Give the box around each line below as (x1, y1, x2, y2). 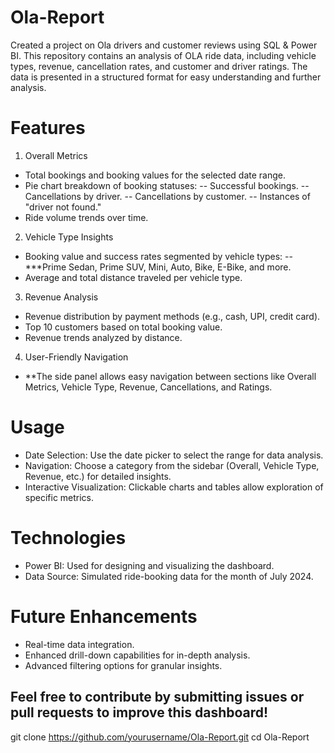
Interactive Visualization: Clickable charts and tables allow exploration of (24, 481, 324, 493)
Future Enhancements (10, 605, 198, 628)
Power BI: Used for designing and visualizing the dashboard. (24, 559, 275, 571)
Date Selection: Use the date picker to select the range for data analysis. (24, 449, 324, 461)
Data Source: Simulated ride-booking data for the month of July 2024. (24, 570, 314, 582)
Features (10, 117, 86, 140)
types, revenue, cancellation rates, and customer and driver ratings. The (10, 60, 308, 72)
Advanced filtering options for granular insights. (24, 659, 223, 671)
